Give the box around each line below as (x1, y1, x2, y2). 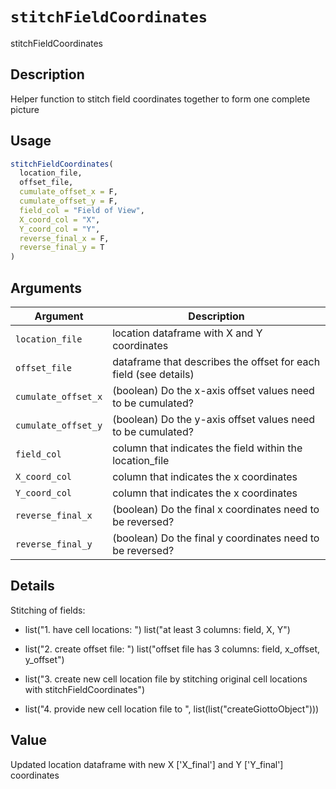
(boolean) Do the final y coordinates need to (112, 531, 320, 545)
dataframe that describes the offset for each (112, 355, 321, 368)
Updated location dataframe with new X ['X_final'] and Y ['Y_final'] (10, 758, 284, 770)
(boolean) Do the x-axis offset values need (112, 384, 315, 397)
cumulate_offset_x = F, (19, 187, 118, 197)
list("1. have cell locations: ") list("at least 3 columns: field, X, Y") (24, 623, 291, 635)
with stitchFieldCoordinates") (24, 683, 146, 695)
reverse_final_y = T (19, 243, 105, 253)
